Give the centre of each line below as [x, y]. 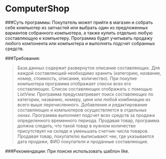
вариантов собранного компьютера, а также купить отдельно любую [79, 33]
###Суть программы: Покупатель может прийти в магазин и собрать [79, 22]
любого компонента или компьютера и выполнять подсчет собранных [80, 43]
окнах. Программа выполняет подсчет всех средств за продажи [86, 115]
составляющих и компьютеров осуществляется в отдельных [82, 110]
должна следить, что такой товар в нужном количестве [77, 126]
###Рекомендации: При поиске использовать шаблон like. [67, 151]
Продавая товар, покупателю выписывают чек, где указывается [86, 136]
